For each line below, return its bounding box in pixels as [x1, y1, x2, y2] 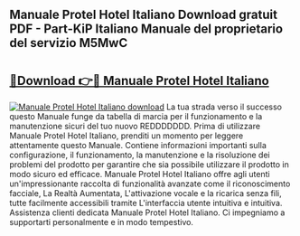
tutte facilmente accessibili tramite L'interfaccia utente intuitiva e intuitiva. [9, 198, 283, 208]
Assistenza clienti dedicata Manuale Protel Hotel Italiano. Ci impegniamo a [9, 207, 286, 218]
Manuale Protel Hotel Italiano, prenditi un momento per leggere [9, 130, 244, 141]
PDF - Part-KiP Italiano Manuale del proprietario [9, 22, 283, 37]
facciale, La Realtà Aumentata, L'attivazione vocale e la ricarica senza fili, [9, 188, 282, 198]
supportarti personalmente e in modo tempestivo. [9, 217, 194, 227]
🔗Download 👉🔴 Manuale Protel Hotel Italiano [9, 72, 269, 89]
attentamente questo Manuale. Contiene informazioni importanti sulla [9, 140, 267, 150]
